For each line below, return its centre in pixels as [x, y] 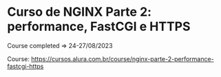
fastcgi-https [25, 66]
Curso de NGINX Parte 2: [80, 12]
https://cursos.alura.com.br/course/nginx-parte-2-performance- [123, 58]
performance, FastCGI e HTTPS [99, 26]
